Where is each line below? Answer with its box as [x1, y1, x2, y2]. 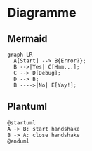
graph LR [7, 51, 33, 58]
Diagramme [7, 5, 77, 21]
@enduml [7, 138, 30, 145]
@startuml [7, 119, 37, 127]
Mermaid [7, 33, 48, 45]
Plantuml [7, 101, 48, 113]
